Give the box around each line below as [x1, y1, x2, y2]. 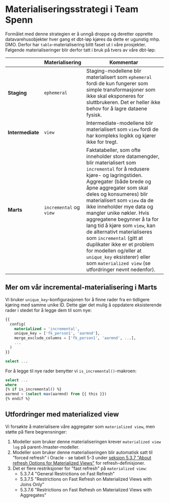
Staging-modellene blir [86, 67, 142, 74]
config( [10, 321, 26, 326]
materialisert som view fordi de [86, 126, 159, 133]
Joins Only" [20, 481, 44, 487]
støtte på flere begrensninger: [5, 429, 67, 435]
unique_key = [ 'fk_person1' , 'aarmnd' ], [14, 331, 100, 336]
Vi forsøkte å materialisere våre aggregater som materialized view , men [5, 424, 155, 430]
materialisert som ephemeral [86, 73, 152, 80]
